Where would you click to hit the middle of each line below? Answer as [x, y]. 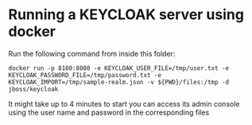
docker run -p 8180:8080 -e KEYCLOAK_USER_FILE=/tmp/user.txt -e [118, 68]
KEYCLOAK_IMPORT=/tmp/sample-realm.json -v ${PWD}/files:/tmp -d [118, 82]
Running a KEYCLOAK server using [126, 15]
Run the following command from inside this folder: [92, 53]
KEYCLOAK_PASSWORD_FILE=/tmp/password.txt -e [85, 75]
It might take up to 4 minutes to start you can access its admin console [124, 104]
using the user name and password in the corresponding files [109, 112]
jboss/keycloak [33, 89]
